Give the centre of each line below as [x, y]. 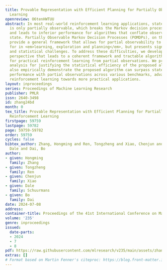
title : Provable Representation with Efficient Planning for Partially [81, 10]
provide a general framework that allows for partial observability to [85, 42]
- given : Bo [17, 195]
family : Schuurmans [30, 190]
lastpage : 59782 [22, 126]
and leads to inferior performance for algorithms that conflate [79, 33]
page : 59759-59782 [24, 130]
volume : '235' [20, 218]
